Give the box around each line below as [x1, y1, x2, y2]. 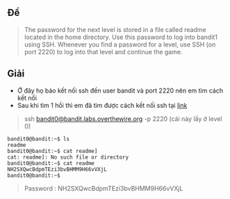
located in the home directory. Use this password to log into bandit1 [24, 33, 217, 41]
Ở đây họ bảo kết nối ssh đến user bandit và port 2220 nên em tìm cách [17, 86, 224, 95]
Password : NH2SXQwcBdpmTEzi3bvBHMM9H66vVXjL [24, 184, 183, 192]
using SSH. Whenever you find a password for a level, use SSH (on [24, 40, 216, 49]
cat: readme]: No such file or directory [7, 154, 129, 161]
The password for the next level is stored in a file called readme [24, 25, 206, 33]
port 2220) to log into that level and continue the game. [24, 47, 183, 56]
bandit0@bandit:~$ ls [7, 135, 70, 143]
